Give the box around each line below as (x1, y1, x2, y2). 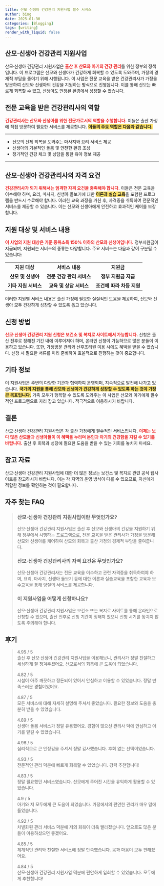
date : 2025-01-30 (5, 16, 41, 21)
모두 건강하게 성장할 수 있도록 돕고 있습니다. (14, 302, 98, 308)
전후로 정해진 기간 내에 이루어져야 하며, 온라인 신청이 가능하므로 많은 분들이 (10, 338, 154, 344)
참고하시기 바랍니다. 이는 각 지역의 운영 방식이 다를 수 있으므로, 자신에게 (18, 476, 155, 482)
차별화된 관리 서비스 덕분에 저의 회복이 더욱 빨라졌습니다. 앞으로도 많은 (17, 824, 151, 830)
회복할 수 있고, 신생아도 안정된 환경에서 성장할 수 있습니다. (14, 88, 125, 94)
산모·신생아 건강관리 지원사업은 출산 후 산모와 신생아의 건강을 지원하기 (17, 526, 150, 532)
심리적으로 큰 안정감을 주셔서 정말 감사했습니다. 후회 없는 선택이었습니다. (17, 745, 155, 751)
